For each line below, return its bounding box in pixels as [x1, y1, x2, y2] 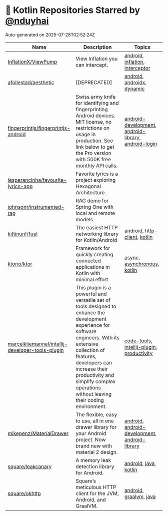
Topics [134, 44, 151, 51]
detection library [75, 463, 114, 470]
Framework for [75, 245, 110, 252]
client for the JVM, [75, 490, 119, 497]
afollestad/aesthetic [7, 79, 54, 86]
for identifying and [75, 100, 119, 107]
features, [75, 353, 96, 360]
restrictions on [75, 125, 110, 132]
